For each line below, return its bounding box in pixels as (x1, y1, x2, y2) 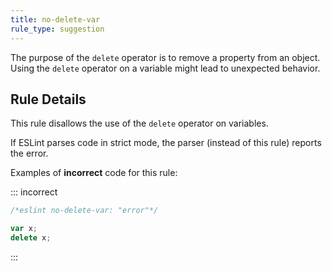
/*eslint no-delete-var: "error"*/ (10, 206, 159, 216)
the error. (10, 147, 49, 160)
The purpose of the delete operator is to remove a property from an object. (10, 51, 321, 63)
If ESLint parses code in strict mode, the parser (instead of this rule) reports (10, 137, 322, 149)
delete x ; (10, 233, 52, 243)
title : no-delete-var (10, 14, 101, 25)
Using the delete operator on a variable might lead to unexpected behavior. (10, 62, 321, 74)
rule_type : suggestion (10, 24, 105, 34)
